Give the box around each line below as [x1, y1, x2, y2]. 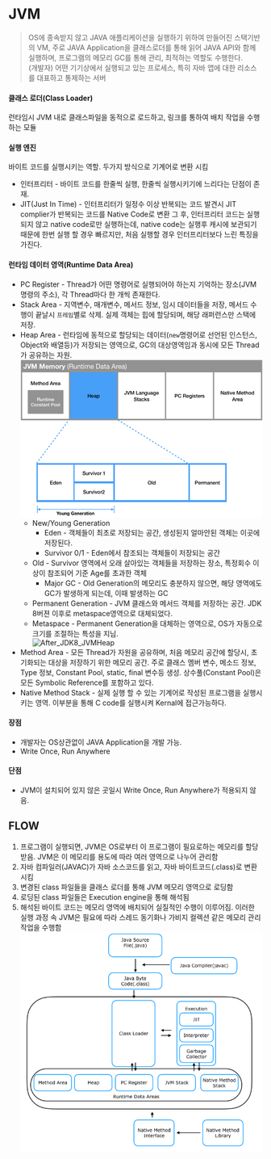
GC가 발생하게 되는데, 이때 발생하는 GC [44, 588, 169, 598]
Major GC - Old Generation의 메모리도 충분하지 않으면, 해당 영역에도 [44, 578, 262, 588]
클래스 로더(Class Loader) [8, 93, 94, 103]
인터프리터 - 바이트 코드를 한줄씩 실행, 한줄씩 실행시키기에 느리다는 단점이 [19, 179, 252, 189]
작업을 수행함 [19, 922, 62, 932]
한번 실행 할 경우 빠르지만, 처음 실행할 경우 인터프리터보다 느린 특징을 [41, 229, 260, 239]
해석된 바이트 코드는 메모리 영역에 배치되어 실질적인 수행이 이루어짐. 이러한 [19, 902, 256, 912]
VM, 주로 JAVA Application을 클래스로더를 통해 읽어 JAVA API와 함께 [36, 42, 256, 52]
